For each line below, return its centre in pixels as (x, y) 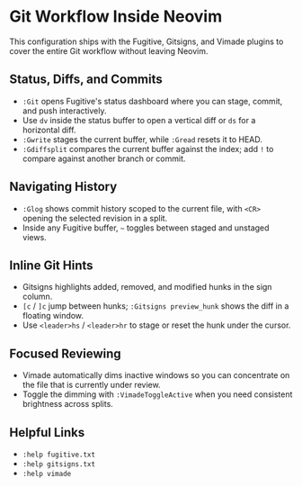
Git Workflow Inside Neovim (116, 17)
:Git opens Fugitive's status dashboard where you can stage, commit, (152, 101)
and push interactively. (64, 111)
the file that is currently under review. (91, 385)
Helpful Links (47, 433)
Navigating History (63, 187)
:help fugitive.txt (59, 455)
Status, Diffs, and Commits (86, 80)
